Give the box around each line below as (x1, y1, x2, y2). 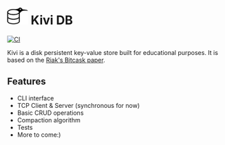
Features (7, 76, 46, 87)
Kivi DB (30, 12, 74, 28)
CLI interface (17, 93, 54, 102)
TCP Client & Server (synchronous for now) (17, 101, 140, 109)
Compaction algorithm (17, 115, 81, 124)
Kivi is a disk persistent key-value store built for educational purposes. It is (7, 48, 219, 56)
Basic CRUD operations (17, 109, 84, 117)
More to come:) (17, 131, 61, 139)
